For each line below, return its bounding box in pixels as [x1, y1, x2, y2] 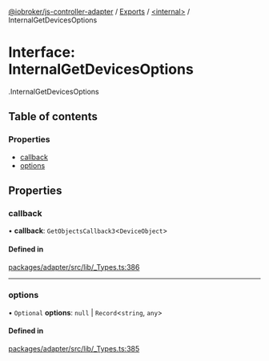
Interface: [8, 43, 76, 62]
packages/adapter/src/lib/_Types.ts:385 [8, 344, 140, 354]
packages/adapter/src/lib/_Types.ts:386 [8, 262, 140, 271]
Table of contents [8, 110, 98, 123]
